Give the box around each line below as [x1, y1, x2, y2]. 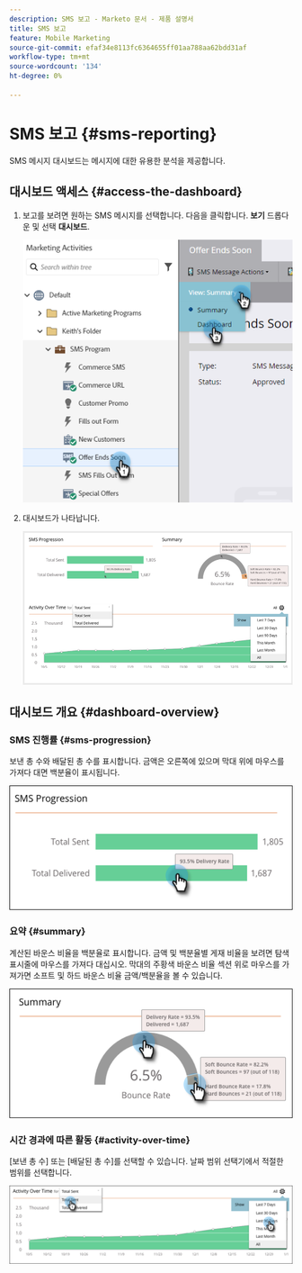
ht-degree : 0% [9, 72, 63, 81]
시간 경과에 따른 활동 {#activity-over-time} [9, 1133, 191, 1146]
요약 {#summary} [9, 925, 86, 938]
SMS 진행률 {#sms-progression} [9, 734, 152, 746]
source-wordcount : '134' [9, 62, 102, 71]
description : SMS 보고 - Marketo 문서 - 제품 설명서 [9, 14, 194, 23]
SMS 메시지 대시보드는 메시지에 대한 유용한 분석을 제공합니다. [9, 155, 226, 166]
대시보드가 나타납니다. [22, 512, 101, 523]
